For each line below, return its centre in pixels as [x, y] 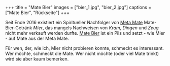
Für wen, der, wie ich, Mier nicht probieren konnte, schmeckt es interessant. [84, 48]
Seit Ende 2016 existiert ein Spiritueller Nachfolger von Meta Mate [74, 22]
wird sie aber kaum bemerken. [37, 59]
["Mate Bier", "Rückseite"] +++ [38, 13]
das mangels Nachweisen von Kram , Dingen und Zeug [102, 28]
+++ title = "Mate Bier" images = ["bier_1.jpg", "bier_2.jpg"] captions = [78, 7]
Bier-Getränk [19, 28]
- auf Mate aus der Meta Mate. [37, 38]
